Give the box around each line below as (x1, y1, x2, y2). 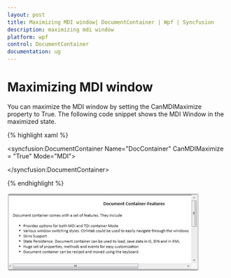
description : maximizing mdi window (7, 26, 114, 33)
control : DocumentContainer (7, 41, 90, 48)
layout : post (7, 11, 45, 18)
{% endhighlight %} (7, 179, 64, 187)
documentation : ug (7, 48, 61, 55)
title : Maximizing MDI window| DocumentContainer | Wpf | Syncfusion (7, 18, 215, 26)
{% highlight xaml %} (7, 130, 69, 139)
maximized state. (7, 117, 57, 125)
